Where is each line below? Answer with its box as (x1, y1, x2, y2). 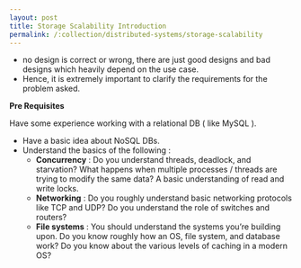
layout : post (9, 13, 58, 22)
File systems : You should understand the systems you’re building (35, 221, 281, 232)
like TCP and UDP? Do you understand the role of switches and (35, 202, 270, 213)
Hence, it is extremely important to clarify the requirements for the (22, 74, 268, 85)
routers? (35, 212, 67, 223)
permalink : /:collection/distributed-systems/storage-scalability (9, 30, 263, 39)
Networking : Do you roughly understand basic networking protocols (35, 192, 292, 203)
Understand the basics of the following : (22, 145, 172, 156)
